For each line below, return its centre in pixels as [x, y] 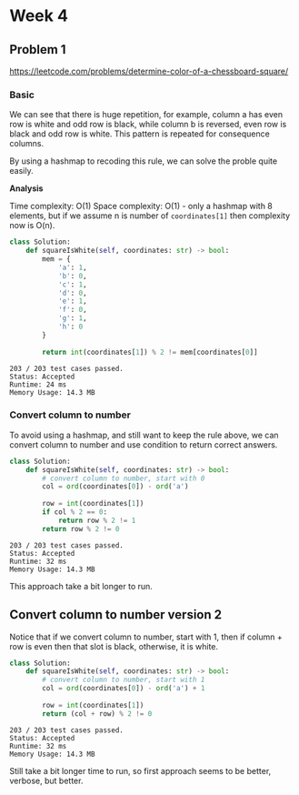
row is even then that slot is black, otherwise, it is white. [114, 646]
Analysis [26, 188]
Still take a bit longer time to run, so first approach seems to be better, [140, 770]
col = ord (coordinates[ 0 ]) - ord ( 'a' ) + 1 [124, 689]
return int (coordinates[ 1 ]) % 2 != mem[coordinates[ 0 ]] [150, 352]
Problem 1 [38, 50]
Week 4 [39, 16]
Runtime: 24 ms [38, 384]
